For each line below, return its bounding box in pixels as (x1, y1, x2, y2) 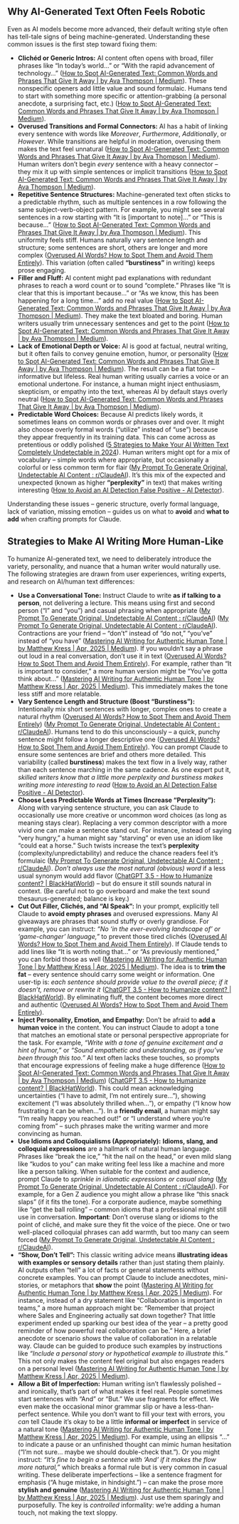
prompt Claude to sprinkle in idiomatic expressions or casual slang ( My (17, 1174, 228, 1183)
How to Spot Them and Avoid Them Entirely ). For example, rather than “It (17, 659, 232, 668)
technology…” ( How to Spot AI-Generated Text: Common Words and (17, 68, 218, 77)
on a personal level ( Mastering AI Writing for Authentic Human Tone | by (17, 1364, 229, 1373)
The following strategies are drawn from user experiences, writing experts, (7, 569, 227, 578)
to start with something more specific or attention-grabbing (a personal (17, 91, 227, 100)
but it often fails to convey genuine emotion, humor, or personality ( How (17, 349, 229, 357)
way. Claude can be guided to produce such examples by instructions (17, 1341, 223, 1350)
